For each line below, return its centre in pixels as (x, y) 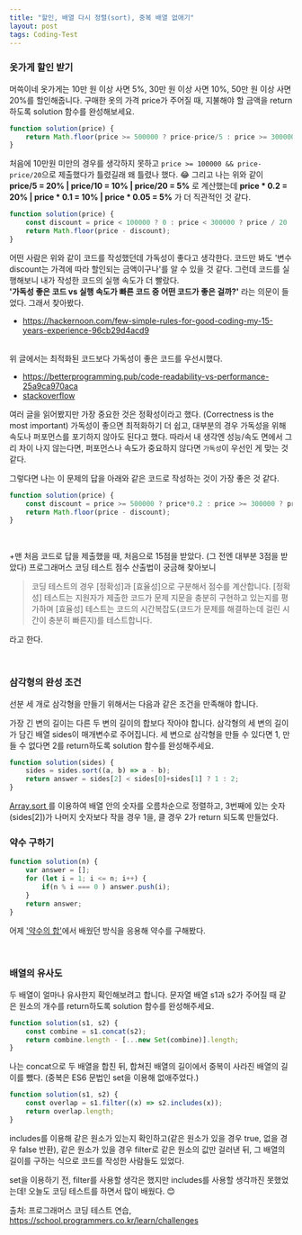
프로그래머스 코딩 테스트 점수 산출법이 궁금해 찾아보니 (122, 567)
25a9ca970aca (50, 386)
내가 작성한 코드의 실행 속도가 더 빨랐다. (110, 280)
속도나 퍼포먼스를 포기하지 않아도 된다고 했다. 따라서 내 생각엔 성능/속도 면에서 (146, 437)
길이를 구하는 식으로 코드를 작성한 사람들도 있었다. (97, 1160)
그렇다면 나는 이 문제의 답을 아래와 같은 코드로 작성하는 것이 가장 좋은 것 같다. (145, 478)
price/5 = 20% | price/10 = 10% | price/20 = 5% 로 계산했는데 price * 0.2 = (148, 186)
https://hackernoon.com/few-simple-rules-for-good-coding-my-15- (148, 320)
